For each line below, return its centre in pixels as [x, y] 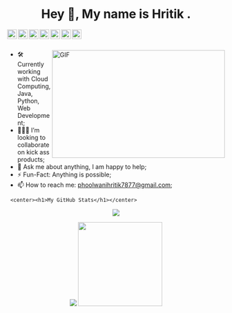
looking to [31, 137]
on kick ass [33, 152]
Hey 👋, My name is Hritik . [116, 14]
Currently [31, 64]
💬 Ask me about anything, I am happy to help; [82, 166]
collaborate [33, 145]
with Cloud [32, 79]
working [29, 71]
